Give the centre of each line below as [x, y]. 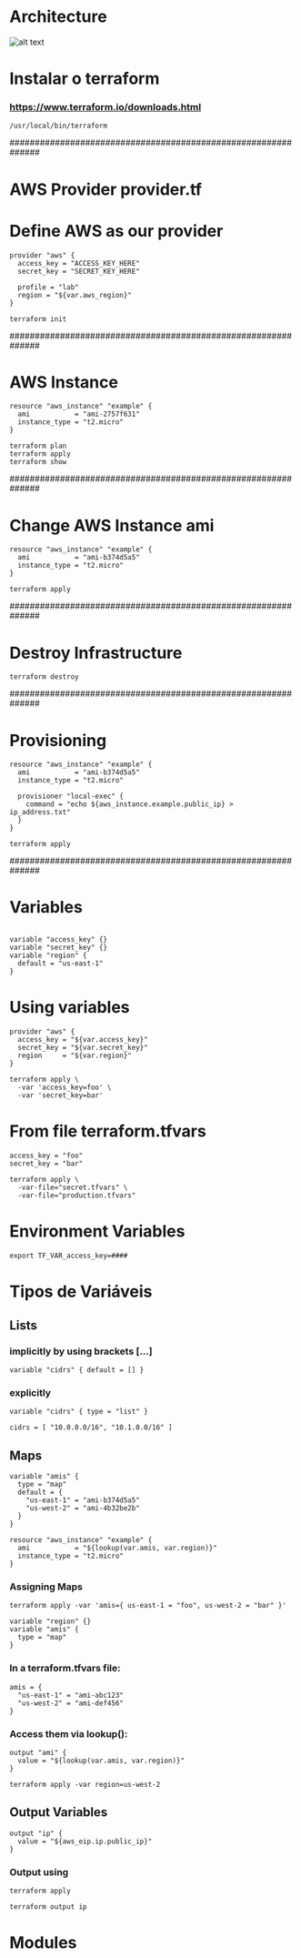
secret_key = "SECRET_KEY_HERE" [79, 271]
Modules [43, 1943]
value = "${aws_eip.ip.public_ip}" [85, 1841]
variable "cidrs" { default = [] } [77, 1370]
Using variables [70, 1008]
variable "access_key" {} [58, 940]
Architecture [58, 17]
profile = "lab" [48, 287]
